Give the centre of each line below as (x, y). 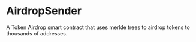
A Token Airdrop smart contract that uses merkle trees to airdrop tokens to (98, 27)
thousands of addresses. (37, 33)
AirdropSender (44, 11)
